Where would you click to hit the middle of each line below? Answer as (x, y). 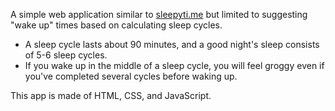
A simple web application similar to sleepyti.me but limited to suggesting (159, 14)
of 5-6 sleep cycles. (66, 55)
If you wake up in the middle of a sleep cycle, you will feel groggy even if (174, 65)
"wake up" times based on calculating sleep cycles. (116, 25)
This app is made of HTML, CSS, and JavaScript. (111, 95)
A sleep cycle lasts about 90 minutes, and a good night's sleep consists (172, 44)
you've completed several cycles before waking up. (131, 76)
